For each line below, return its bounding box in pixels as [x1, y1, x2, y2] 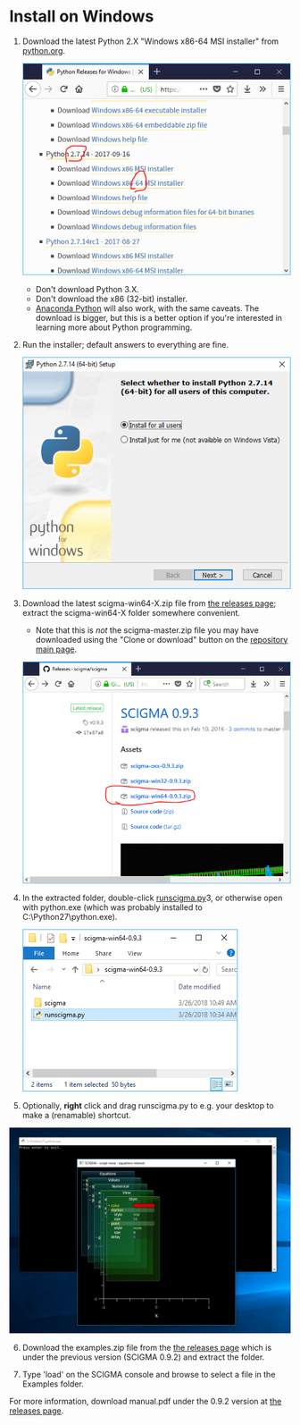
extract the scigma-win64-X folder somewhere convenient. [21, 607, 241, 618]
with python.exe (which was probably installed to [21, 901, 204, 913]
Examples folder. [21, 1379, 85, 1389]
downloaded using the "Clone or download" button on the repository [35, 634, 288, 645]
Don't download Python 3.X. [35, 284, 140, 295]
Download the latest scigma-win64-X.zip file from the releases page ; [21, 597, 277, 609]
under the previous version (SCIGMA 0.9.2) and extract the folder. [21, 1352, 265, 1362]
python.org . [21, 45, 65, 55]
